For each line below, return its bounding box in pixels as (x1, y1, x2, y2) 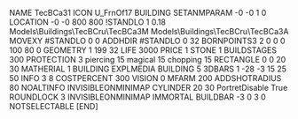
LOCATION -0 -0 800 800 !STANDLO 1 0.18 (9, 17, 167, 27)
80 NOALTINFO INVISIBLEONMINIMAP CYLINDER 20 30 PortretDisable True (9, 83, 288, 93)
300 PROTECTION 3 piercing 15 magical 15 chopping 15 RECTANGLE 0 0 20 (9, 55, 286, 64)
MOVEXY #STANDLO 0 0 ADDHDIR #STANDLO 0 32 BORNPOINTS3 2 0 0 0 (9, 35, 286, 46)
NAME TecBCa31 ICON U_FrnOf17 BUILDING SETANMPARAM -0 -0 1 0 (9, 8, 267, 18)
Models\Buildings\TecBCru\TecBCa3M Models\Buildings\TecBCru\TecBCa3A (9, 26, 289, 36)
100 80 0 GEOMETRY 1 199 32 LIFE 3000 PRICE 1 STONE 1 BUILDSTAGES (9, 45, 278, 56)
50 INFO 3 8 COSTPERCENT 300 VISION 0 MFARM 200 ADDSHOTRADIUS (9, 73, 282, 83)
